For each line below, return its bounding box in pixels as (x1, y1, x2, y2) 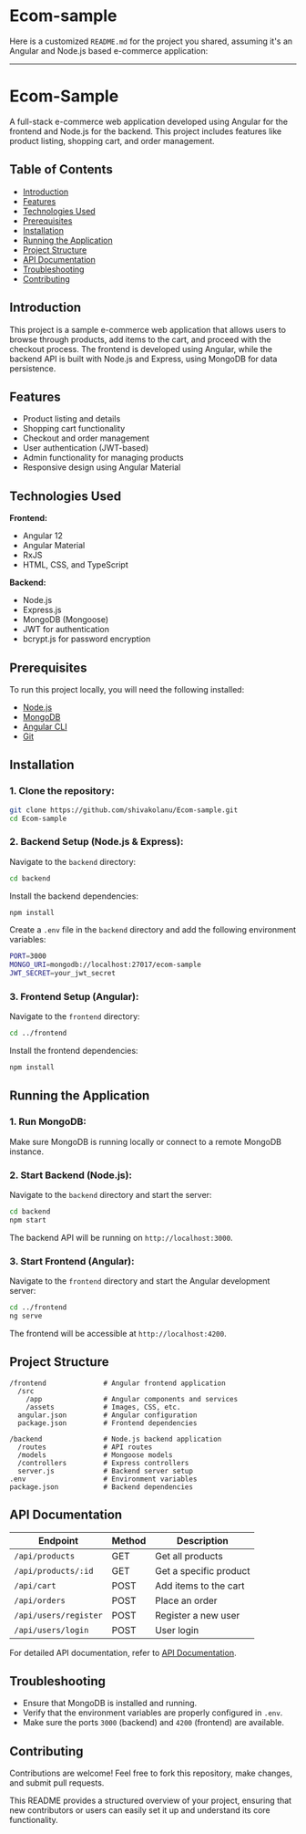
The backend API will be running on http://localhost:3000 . (9, 1232, 234, 1243)
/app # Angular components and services (25, 1394, 239, 1403)
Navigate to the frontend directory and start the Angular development (9, 1276, 270, 1287)
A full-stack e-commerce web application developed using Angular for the (9, 116, 289, 127)
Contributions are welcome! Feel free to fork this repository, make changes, (9, 1767, 293, 1779)
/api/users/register (14, 1610, 103, 1620)
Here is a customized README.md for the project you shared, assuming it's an (9, 36, 293, 47)
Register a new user (154, 1609, 240, 1621)
